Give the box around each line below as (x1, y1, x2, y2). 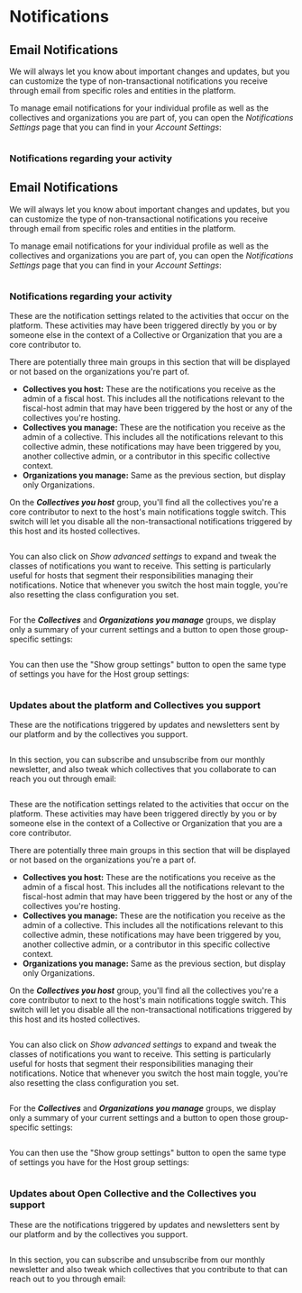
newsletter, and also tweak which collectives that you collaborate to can (9, 764, 277, 775)
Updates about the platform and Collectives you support (9, 698, 261, 711)
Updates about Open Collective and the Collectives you (9, 1188, 257, 1200)
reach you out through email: (9, 773, 117, 785)
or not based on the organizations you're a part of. (9, 854, 197, 866)
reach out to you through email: (9, 1273, 126, 1284)
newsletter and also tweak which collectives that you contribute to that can (9, 1263, 288, 1274)
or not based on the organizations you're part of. (9, 367, 190, 378)
